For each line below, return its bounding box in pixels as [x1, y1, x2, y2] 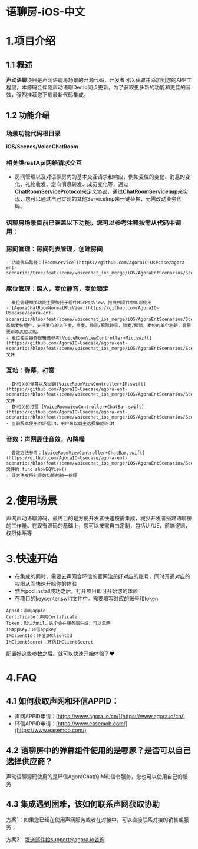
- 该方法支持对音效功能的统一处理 [6, 473, 78, 479]
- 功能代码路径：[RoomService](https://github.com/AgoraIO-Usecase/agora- [6, 260, 187, 266]
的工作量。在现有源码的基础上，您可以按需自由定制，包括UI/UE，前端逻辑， [6, 522, 191, 529]
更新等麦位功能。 [6, 329, 42, 334]
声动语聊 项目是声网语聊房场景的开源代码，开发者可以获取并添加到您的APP [6, 77, 187, 84]
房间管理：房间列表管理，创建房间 [6, 245, 103, 253]
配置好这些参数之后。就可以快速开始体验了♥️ [6, 650, 115, 657]
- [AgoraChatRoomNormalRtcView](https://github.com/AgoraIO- [6, 304, 160, 311]
